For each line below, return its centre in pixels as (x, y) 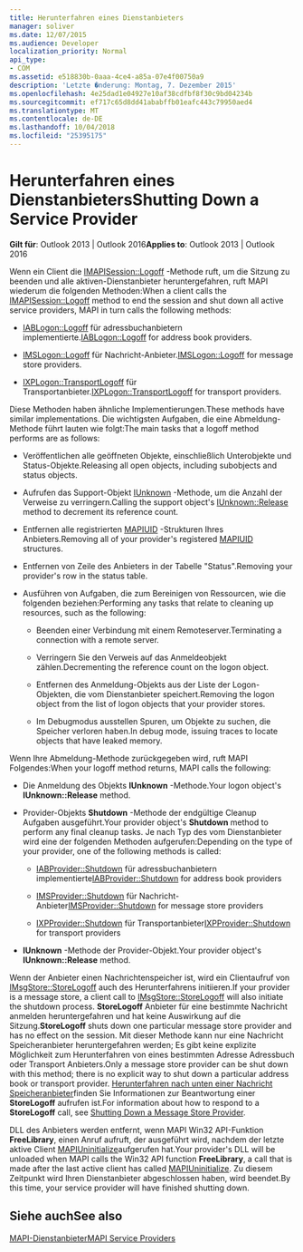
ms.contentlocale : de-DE (56, 119)
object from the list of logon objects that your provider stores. (151, 704)
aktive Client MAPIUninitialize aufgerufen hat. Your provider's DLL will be (142, 1149)
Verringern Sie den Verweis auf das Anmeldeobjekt (131, 657)
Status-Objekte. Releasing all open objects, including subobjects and (150, 465)
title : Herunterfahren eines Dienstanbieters (96, 18)
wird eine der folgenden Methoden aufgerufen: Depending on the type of (157, 841)
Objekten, (54, 694)
